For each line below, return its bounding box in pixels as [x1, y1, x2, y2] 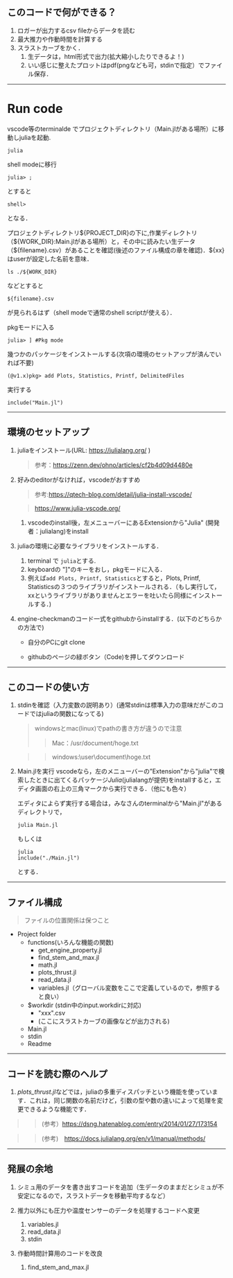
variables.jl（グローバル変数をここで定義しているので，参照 [37, 983, 208, 992]
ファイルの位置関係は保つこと [24, 916, 110, 925]
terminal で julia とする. [27, 557, 96, 565]
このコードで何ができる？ [7, 6, 116, 19]
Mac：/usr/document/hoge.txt [51, 739, 139, 747]
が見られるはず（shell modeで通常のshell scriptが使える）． [7, 308, 176, 317]
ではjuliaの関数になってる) [29, 710, 104, 718]
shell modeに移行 [7, 160, 57, 168]
